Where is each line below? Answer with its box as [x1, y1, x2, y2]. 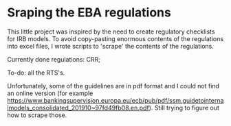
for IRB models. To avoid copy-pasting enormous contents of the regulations [7, 34, 224, 42]
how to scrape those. [7, 111, 67, 119]
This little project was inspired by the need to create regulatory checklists [7, 27, 215, 36]
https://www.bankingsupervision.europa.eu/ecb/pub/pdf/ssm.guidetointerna [7, 96, 224, 104]
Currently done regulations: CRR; [7, 55, 101, 63]
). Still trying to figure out [148, 103, 220, 112]
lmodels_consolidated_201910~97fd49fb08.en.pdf [7, 103, 149, 112]
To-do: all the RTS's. [7, 68, 65, 77]
